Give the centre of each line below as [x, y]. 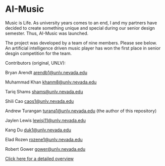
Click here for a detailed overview [40, 159]
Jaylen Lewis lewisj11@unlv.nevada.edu [45, 120]
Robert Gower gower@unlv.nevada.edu [45, 149]
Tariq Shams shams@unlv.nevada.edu [44, 91]
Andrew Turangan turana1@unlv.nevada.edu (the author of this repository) [81, 111]
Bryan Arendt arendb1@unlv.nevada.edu [46, 72]
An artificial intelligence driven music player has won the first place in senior [83, 48]
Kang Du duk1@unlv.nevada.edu [38, 130]
